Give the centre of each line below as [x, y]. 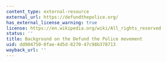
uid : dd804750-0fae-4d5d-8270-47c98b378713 [61, 45]
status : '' [20, 34]
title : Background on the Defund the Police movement [75, 39]
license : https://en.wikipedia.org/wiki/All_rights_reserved [84, 28]
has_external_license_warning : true [52, 22]
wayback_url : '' [26, 50]
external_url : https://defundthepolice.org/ [62, 17]
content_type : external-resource [48, 12]
